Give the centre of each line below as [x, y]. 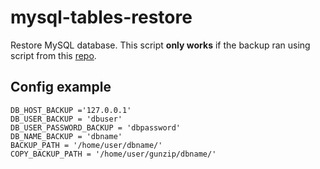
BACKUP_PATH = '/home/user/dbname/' [86, 145]
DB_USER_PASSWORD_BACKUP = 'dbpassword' [96, 127]
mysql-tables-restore [101, 17]
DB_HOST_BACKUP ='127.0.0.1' [71, 110]
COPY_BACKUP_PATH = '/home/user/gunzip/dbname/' [113, 154]
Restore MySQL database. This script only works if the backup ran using [160, 45]
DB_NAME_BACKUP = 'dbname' [66, 136]
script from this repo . [53, 55]
